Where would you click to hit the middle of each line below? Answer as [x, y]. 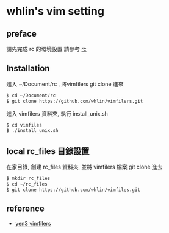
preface [21, 34]
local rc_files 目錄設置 [48, 151]
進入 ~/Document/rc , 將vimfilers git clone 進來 [65, 84]
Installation [28, 68]
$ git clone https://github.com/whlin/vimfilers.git [75, 101]
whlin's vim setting [56, 11]
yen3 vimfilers [33, 223]
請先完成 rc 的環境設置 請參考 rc [46, 49]
